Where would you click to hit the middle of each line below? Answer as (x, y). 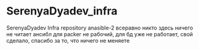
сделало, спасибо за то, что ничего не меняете (68, 40)
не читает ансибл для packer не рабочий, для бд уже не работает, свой (100, 34)
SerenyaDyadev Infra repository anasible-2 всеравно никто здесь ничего (100, 28)
